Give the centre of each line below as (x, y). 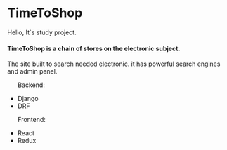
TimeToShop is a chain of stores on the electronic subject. (94, 48)
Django (28, 99)
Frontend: (31, 120)
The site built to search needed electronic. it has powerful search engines (114, 64)
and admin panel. (32, 71)
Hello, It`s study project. (42, 32)
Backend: (31, 85)
